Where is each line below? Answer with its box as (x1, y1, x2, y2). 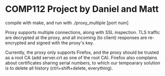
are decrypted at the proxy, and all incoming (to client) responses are (5, 35, 147, 40)
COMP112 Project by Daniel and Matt (5, 3, 159, 15)
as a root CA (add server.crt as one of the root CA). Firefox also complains (5, 54, 158, 60)
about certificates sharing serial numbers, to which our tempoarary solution (5, 60, 161, 66)
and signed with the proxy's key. (27, 39, 94, 45)
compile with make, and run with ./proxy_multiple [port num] (5, 20, 129, 26)
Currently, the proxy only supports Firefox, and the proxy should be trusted (5, 49, 159, 55)
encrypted (5, 39, 26, 45)
